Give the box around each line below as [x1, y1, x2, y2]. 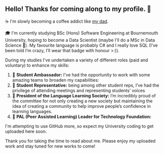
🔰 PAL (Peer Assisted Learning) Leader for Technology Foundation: [12, 114, 152, 120]
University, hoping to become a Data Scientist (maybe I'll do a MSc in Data [5, 37, 155, 43]
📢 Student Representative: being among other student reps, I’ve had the [12, 82, 160, 88]
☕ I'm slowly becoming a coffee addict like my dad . [5, 18, 109, 24]
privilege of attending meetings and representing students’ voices [12, 87, 145, 93]
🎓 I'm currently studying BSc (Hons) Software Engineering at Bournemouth [5, 30, 158, 36]
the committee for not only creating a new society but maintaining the [12, 98, 153, 104]
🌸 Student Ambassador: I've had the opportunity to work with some [12, 72, 150, 78]
